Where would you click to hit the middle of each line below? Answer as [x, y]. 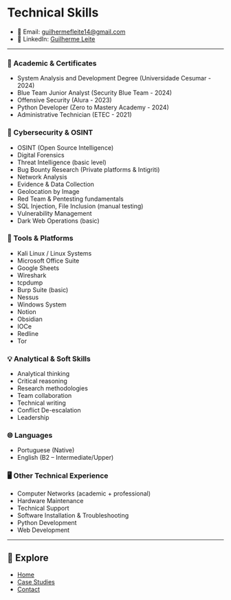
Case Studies [36, 581]
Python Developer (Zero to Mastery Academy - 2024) [93, 107]
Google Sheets [38, 268]
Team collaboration [44, 396]
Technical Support [43, 508]
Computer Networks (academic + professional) [84, 493]
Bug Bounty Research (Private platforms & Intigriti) [88, 169]
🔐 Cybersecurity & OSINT [50, 133]
